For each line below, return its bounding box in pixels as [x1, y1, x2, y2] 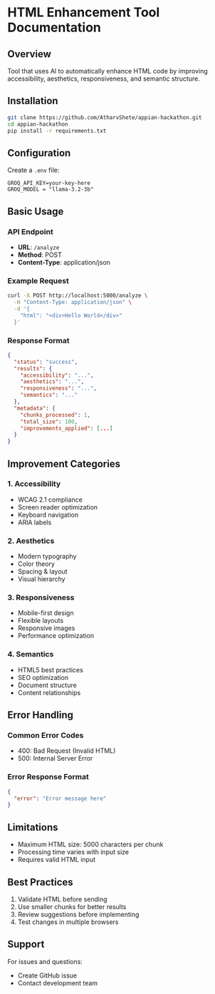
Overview [7, 48, 52, 60]
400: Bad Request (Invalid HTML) [17, 746, 116, 755]
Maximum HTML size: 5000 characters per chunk [17, 840, 164, 849]
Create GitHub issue [17, 971, 77, 980]
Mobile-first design [17, 609, 74, 617]
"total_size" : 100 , [20, 418, 78, 425]
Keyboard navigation [17, 510, 79, 519]
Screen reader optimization [17, 502, 98, 511]
